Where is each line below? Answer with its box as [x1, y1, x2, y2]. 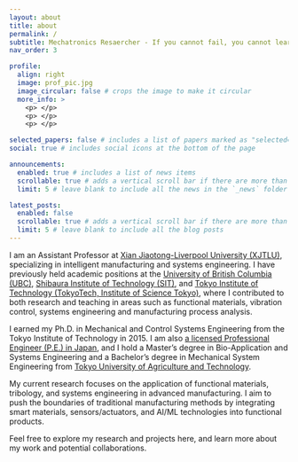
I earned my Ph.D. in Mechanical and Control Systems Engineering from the [9, 323, 286, 333]
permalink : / [9, 29, 58, 38]
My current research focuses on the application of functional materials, [9, 378, 269, 388]
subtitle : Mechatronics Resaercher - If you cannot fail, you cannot [9, 37, 272, 47]
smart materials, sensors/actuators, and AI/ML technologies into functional [9, 406, 282, 417]
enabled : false [17, 209, 74, 218]
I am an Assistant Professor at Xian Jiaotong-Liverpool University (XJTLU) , [9, 249, 283, 260]
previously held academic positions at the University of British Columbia [9, 268, 272, 279]
